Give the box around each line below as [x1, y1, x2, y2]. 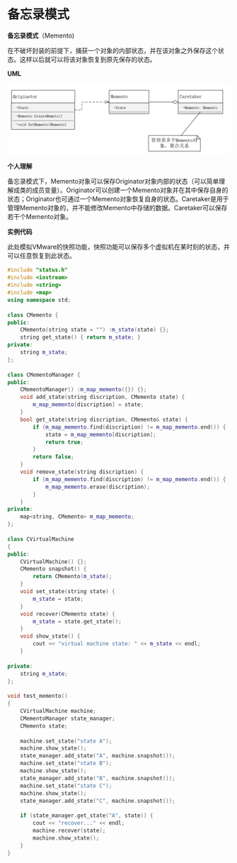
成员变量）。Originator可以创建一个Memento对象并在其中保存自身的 [31, 186, 229, 195]
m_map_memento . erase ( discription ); [45, 483, 151, 490]
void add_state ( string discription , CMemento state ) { [20, 394, 185, 401]
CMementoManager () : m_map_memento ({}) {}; [20, 386, 147, 393]
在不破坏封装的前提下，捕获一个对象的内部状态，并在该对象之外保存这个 [7, 46, 218, 55]
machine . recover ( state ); [33, 827, 106, 835]
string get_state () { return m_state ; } [20, 334, 141, 341]
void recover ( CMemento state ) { [20, 610, 115, 617]
